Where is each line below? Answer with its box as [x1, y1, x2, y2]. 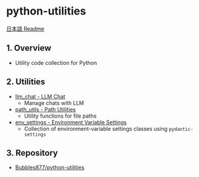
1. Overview [6, 43, 51, 53]
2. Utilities [6, 77, 45, 87]
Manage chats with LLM [24, 99, 84, 107]
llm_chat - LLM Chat [15, 93, 65, 100]
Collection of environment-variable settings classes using [24, 125, 168, 132]
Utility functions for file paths [24, 112, 97, 119]
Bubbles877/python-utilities [15, 164, 85, 171]
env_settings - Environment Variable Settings [15, 118, 127, 125]
